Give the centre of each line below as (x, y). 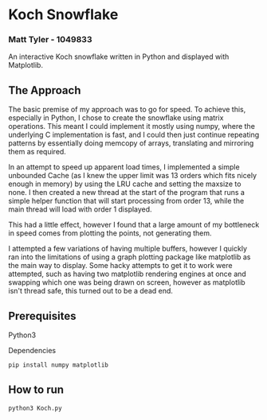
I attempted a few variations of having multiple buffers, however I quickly (128, 249)
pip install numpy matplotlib (59, 365)
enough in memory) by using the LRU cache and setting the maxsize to (125, 184)
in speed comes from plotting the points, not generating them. (110, 233)
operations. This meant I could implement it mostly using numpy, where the (132, 126)
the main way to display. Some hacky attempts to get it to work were (120, 266)
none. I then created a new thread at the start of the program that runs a (127, 192)
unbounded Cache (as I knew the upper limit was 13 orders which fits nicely (133, 176)
